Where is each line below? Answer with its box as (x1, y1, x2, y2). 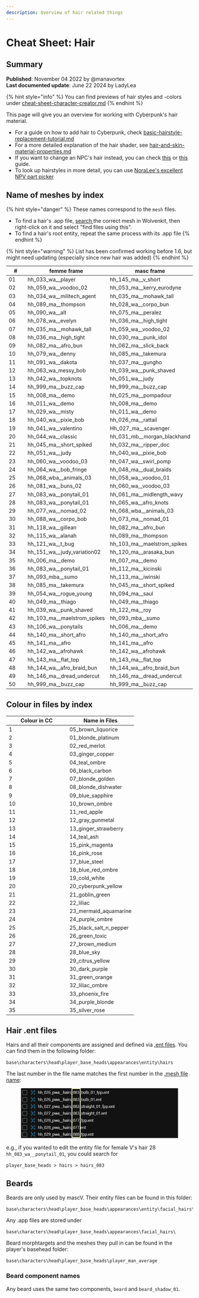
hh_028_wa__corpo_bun (110, 301, 169, 308)
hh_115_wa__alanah (27, 532, 77, 539)
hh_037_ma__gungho (110, 358, 162, 365)
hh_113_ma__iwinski (110, 573, 161, 580)
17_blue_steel (69, 858, 104, 865)
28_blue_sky (69, 949, 101, 956)
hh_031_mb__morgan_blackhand (110, 432, 191, 440)
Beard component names (6, 1272, 81, 1280)
